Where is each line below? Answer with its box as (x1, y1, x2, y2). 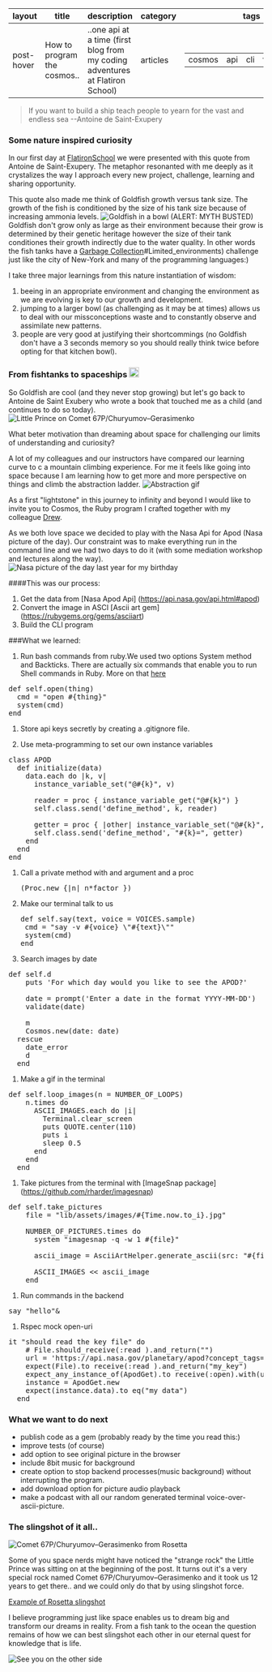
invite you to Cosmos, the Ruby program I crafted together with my (8, 503, 231, 514)
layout (12, 11, 38, 21)
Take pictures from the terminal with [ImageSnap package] (19, 1178, 217, 1188)
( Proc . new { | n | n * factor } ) (19, 883, 132, 892)
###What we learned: (8, 635, 81, 645)
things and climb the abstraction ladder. (8, 479, 141, 489)
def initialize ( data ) (16, 763, 103, 772)
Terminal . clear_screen (42, 1114, 133, 1123)
